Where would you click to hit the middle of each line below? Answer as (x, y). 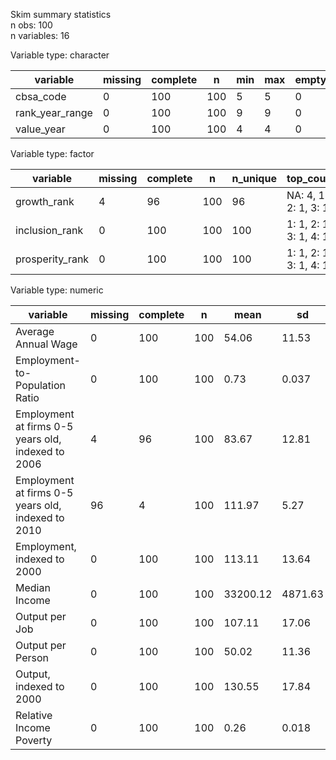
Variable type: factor (52, 153)
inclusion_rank (49, 230)
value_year (40, 129)
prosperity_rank (52, 259)
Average (35, 331)
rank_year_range (54, 112)
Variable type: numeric (57, 290)
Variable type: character (60, 55)
